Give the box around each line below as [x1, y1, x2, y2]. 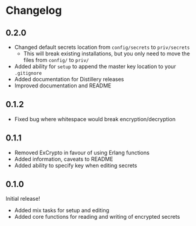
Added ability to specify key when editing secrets [14, 162, 138, 169]
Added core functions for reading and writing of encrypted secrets [14, 213, 180, 221]
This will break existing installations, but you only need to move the [23, 50, 191, 57]
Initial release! [5, 195, 40, 202]
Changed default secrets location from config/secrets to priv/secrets [14, 43, 191, 51]
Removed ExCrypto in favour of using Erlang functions [14, 149, 150, 156]
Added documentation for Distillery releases [14, 76, 124, 83]
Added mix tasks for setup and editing [14, 207, 110, 214]
